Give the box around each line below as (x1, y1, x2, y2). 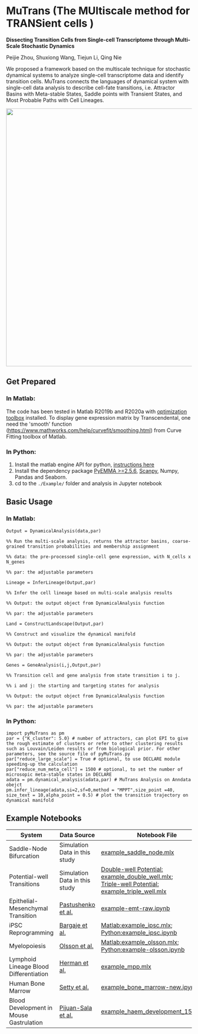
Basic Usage (6, 497, 53, 507)
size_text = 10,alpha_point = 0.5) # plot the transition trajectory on (6, 792, 189, 798)
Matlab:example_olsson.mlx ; (101, 938, 179, 946)
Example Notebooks (6, 814, 82, 824)
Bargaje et (59, 921, 88, 929)
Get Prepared (6, 377, 56, 387)
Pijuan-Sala (59, 1003, 93, 1012)
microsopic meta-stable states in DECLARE (6, 771, 112, 778)
